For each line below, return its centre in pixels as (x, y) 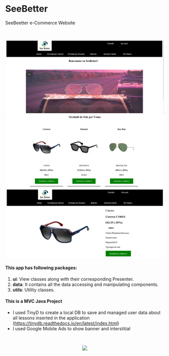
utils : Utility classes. (34, 290)
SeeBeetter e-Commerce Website (40, 23)
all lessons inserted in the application (51, 318)
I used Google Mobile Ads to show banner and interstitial (71, 329)
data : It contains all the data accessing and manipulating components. (86, 284)
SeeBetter (26, 9)
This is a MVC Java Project (34, 301)
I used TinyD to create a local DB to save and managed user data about (87, 313)
